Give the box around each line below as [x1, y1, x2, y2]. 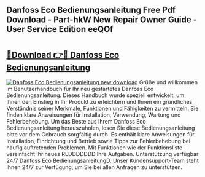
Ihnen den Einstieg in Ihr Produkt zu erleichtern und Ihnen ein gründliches [6, 98, 193, 105]
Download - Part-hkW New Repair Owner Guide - [6, 15, 198, 25]
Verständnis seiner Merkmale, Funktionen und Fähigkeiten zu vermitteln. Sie [6, 104, 199, 112]
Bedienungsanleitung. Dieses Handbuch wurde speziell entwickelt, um [6, 92, 185, 99]
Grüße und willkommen [139, 79, 198, 85]
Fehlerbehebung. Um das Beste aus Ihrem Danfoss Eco [6, 118, 146, 125]
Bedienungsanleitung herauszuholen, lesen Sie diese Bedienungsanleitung [6, 124, 195, 132]
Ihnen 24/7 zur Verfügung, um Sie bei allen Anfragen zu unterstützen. [6, 163, 183, 171]
